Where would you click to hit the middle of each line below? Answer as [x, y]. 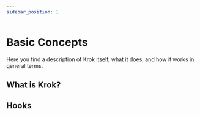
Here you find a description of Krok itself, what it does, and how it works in [100, 59]
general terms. [25, 65]
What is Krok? [34, 85]
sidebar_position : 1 [33, 12]
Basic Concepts [47, 42]
